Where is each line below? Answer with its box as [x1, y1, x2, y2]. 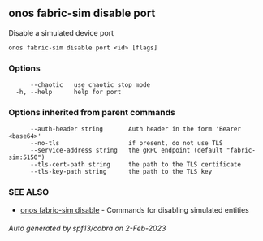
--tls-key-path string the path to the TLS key [29, 168, 213, 176]
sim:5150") [8, 153, 45, 161]
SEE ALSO [8, 187, 50, 198]
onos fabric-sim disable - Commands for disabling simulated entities [19, 204, 249, 214]
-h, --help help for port [15, 88, 122, 97]
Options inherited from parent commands [8, 107, 176, 118]
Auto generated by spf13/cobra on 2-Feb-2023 [8, 223, 166, 234]
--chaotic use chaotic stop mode [29, 81, 151, 89]
